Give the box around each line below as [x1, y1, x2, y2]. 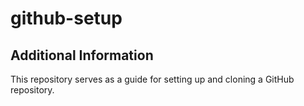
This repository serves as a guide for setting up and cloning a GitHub [10, 73, 295, 85]
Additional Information [10, 47, 154, 64]
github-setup [10, 7, 123, 30]
